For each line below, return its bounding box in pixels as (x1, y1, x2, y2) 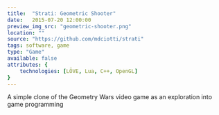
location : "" (7, 29, 45, 36)
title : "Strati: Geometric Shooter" (7, 10, 116, 17)
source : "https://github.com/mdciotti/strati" (7, 36, 144, 43)
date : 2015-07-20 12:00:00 (7, 17, 91, 23)
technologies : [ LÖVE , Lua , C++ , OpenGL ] (19, 67, 138, 74)
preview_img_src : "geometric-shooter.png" (7, 23, 132, 30)
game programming (7, 101, 64, 109)
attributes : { (7, 61, 49, 68)
